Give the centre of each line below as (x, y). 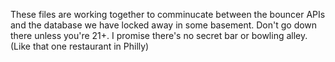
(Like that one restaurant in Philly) (80, 46)
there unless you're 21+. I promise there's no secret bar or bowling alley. (159, 35)
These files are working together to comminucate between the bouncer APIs (168, 14)
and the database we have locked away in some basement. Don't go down (164, 25)
